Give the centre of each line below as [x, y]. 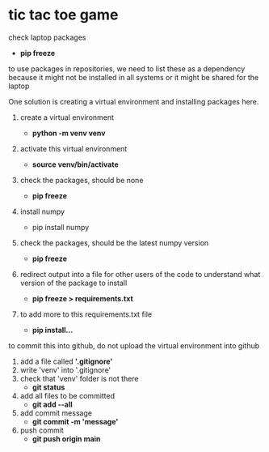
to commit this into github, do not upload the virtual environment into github [134, 345]
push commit [42, 430]
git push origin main [66, 438]
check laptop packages [47, 37]
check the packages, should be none [82, 180]
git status [48, 387]
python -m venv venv [69, 133]
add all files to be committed [67, 395]
